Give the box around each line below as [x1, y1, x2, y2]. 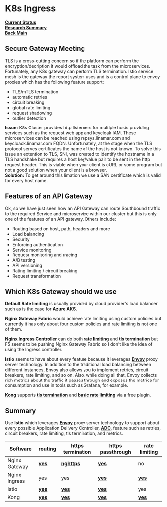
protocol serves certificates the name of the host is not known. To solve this [5, 145, 161, 152]
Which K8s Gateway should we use [5, 287, 117, 296]
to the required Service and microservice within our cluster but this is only [5, 210, 157, 217]
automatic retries [12, 94, 47, 100]
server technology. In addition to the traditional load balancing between [5, 362, 152, 368]
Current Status [5, 19, 36, 25]
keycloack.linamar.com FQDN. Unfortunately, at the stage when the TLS [5, 140, 153, 146]
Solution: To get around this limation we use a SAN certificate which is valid [5, 172, 161, 178]
